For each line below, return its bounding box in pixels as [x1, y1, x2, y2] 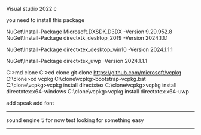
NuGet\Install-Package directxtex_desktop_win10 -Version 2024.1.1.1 [6, 46, 173, 53]
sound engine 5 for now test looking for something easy [6, 117, 144, 124]
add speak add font [6, 99, 54, 106]
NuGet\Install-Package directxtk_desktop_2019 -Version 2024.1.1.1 [6, 34, 169, 41]
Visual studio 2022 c [6, 5, 57, 12]
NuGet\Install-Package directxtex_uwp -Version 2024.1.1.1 [6, 58, 148, 64]
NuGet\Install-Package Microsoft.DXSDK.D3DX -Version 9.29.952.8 [6, 28, 172, 35]
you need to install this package [6, 17, 85, 23]
